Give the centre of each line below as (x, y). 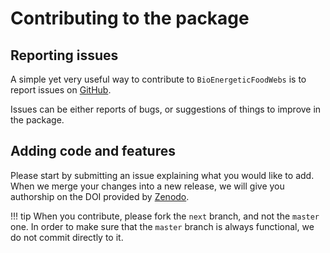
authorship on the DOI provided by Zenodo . (100, 196)
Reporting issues (64, 55)
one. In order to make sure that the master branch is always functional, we (162, 226)
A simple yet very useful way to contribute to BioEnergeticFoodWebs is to (158, 79)
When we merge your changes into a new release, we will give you (147, 186)
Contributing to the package (130, 18)
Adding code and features (93, 151)
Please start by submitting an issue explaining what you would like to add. (162, 175)
